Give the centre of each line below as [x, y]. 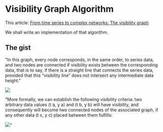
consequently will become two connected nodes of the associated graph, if [82, 110]
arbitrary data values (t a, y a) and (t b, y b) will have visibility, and [72, 104]
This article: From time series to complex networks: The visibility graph [77, 23]
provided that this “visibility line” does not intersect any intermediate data [80, 75]
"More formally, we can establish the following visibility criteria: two [74, 99]
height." [13, 80]
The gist [18, 48]
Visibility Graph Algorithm [60, 9]
